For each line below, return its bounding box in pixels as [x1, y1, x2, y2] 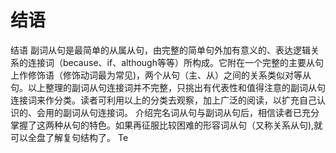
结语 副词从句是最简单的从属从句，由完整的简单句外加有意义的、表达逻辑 [10, 44, 311, 56]
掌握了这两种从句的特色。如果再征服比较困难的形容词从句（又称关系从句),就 [10, 119, 323, 131]
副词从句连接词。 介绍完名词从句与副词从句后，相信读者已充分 [62, 106, 320, 118]
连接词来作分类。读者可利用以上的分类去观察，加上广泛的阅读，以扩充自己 [10, 94, 317, 106]
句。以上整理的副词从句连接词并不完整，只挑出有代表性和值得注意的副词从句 [10, 81, 326, 93]
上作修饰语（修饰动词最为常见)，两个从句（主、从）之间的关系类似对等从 [10, 69, 312, 81]
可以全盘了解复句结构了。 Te [10, 131, 129, 143]
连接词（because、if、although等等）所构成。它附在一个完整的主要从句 [27, 56, 324, 68]
